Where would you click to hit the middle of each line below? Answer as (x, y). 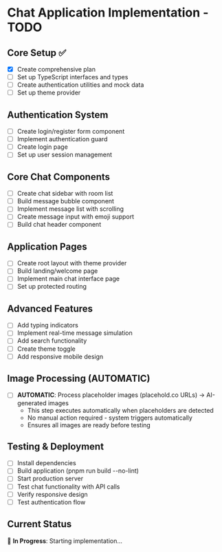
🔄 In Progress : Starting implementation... (65, 541)
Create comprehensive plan (56, 69)
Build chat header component (59, 225)
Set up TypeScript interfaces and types (73, 77)
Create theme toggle (46, 349)
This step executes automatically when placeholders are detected (121, 410)
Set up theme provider (49, 93)
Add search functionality (52, 341)
